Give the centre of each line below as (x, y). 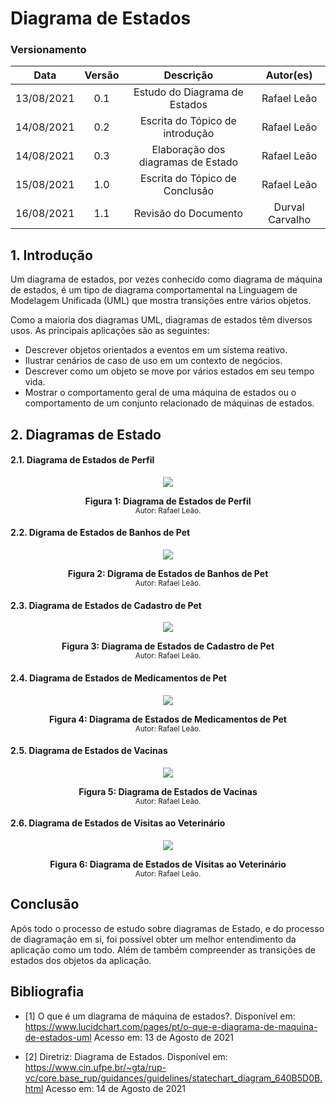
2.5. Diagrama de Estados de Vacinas (89, 751)
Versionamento (48, 50)
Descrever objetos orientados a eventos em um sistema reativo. (156, 350)
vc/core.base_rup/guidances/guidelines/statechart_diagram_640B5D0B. (173, 1078)
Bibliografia (47, 992)
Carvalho (289, 220)
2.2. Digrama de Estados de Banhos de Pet (100, 533)
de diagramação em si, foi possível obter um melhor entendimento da (153, 939)
